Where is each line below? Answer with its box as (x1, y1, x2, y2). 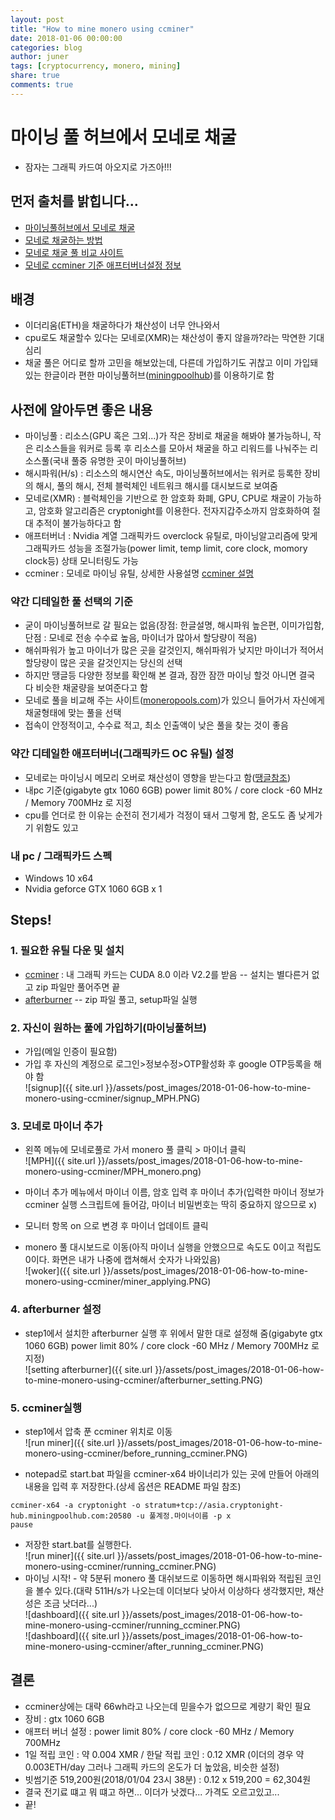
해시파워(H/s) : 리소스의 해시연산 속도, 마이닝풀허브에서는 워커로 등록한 (24, 467, 302, 480)
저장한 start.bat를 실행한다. (24, 1538, 132, 1550)
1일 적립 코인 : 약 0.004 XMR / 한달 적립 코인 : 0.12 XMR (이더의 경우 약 (24, 1748, 305, 1760)
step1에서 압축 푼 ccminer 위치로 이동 (24, 1425, 173, 1437)
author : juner (10, 52, 70, 62)
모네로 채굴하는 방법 (24, 234, 103, 246)
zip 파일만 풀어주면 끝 (35, 981, 121, 993)
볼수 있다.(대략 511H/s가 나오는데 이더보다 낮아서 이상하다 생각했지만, (35, 1584, 306, 1596)
